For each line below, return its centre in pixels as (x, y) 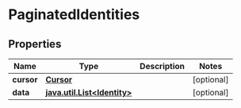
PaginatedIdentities (74, 15)
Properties (35, 44)
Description (162, 66)
